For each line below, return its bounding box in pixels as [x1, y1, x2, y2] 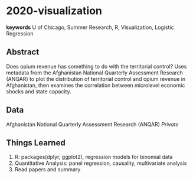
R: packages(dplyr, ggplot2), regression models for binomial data [14, 154, 173, 161]
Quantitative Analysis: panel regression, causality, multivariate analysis [14, 160, 187, 167]
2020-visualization [6, 4, 102, 18]
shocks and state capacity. [6, 87, 72, 95]
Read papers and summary [14, 166, 81, 173]
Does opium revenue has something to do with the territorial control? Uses [6, 63, 187, 70]
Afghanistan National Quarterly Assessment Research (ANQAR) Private [6, 121, 179, 128]
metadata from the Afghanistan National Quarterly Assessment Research [6, 69, 183, 76]
